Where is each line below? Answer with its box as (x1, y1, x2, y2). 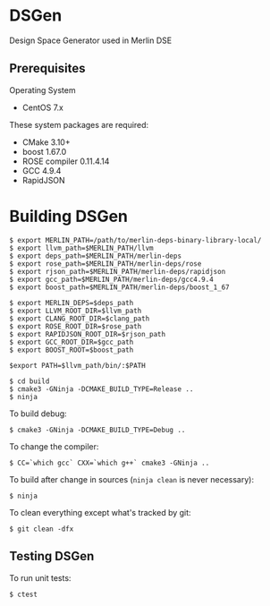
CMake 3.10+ (21, 136, 71, 148)
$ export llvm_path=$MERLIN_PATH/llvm (9, 243, 154, 252)
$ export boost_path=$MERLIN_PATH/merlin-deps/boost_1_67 (9, 283, 230, 292)
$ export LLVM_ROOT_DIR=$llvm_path (9, 306, 142, 315)
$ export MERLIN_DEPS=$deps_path (9, 298, 134, 307)
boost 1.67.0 (21, 146, 67, 157)
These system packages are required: (9, 119, 149, 130)
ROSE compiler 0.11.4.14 (21, 156, 110, 166)
